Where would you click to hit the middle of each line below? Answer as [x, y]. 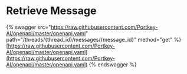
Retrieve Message [51, 11]
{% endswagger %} [113, 64]
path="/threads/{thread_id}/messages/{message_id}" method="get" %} [94, 39]
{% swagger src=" [29, 27]
